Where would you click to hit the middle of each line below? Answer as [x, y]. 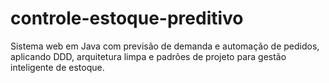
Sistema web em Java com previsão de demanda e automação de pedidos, [165, 46]
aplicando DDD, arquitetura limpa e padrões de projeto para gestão [148, 56]
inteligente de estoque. [57, 67]
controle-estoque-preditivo [127, 18]
